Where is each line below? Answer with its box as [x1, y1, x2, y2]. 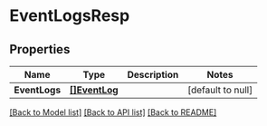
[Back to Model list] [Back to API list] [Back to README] [9, 107, 217, 118]
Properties [9, 42, 71, 57]
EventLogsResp [9, 5, 130, 26]
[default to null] [186, 83, 253, 96]
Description [127, 69, 179, 81]
